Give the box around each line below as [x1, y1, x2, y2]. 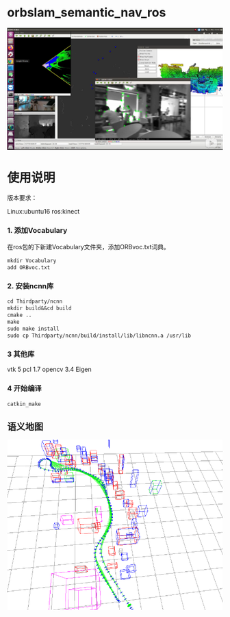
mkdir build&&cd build [7, 305, 72, 312]
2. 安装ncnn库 [7, 281, 54, 290]
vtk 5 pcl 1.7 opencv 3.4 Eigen [7, 365, 92, 374]
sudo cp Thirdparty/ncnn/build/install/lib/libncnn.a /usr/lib [7, 332, 192, 339]
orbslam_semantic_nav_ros [7, 5, 166, 21]
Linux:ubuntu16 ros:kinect [7, 207, 80, 216]
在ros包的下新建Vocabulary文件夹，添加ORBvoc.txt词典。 [7, 242, 170, 251]
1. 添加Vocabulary [7, 226, 68, 236]
